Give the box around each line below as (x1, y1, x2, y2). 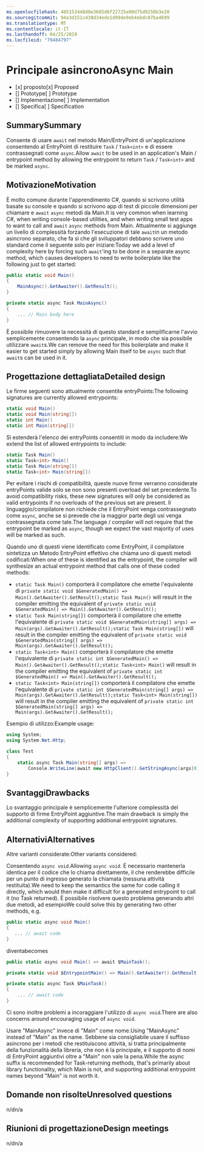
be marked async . (6, 162, 50, 169)
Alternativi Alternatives (6, 834, 95, 845)
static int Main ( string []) (6, 423, 75, 429)
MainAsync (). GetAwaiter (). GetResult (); (17, 284, 118, 290)
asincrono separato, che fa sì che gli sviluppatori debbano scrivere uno (6, 234, 185, 242)
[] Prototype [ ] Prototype (15, 89, 77, 97)
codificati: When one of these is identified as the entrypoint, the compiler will (6, 556, 197, 564)
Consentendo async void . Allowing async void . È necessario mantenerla (6, 862, 185, 870)
